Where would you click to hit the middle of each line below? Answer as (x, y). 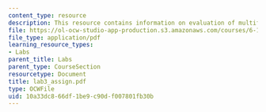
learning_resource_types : (51, 45)
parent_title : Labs (40, 60)
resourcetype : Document (47, 74)
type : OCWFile (32, 89)
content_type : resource (47, 15)
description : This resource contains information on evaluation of (122, 23)
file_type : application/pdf (55, 37)
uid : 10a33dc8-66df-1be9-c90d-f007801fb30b (81, 96)
